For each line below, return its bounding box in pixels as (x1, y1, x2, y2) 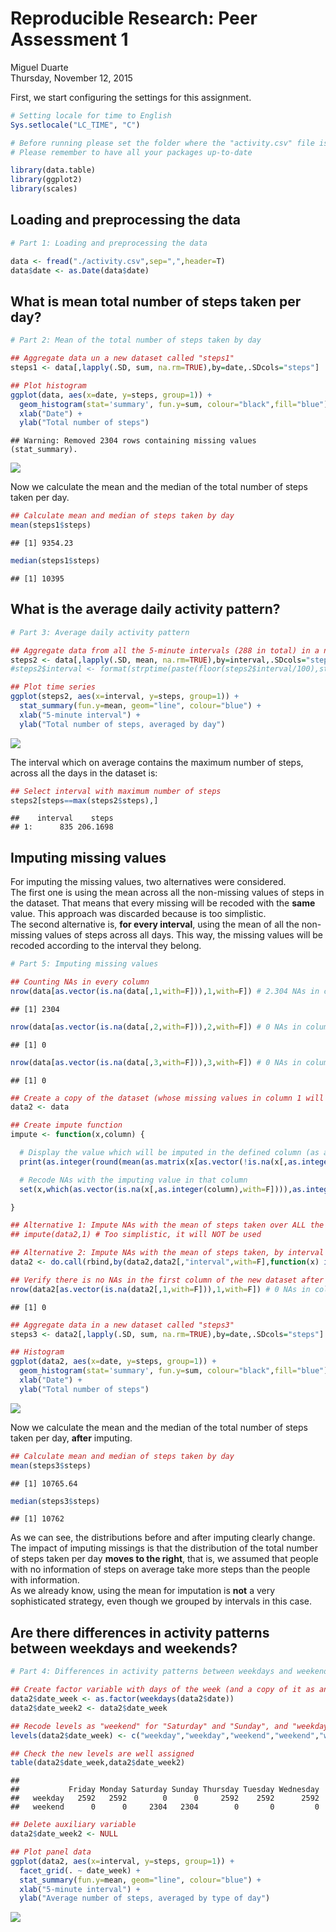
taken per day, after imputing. (10, 1432, 133, 1444)
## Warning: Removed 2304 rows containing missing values (10, 436, 257, 446)
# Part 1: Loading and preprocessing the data (10, 238, 208, 248)
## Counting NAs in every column (10, 977, 150, 987)
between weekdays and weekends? (10, 1640, 238, 1657)
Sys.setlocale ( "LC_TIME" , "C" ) (10, 120, 141, 130)
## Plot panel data (10, 1847, 92, 1857)
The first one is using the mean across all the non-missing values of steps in (10, 887, 325, 899)
